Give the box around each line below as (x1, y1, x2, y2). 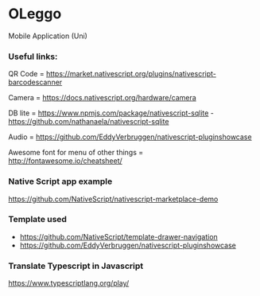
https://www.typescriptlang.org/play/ (8, 278, 130, 288)
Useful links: (8, 51, 58, 62)
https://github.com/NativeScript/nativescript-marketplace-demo (8, 194, 219, 204)
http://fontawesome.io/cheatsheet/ (8, 156, 123, 166)
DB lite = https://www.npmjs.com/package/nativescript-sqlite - (8, 108, 215, 118)
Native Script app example (8, 176, 113, 187)
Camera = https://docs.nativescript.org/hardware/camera (8, 93, 196, 103)
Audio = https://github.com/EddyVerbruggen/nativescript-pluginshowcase (8, 132, 252, 142)
